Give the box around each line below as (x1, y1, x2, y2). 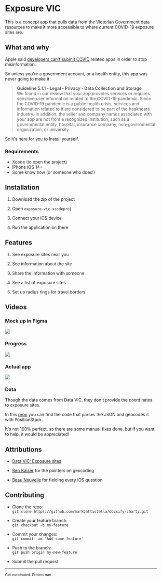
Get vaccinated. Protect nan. (5, 572, 53, 577)
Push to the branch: (12, 545, 52, 550)
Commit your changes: (12, 531, 57, 537)
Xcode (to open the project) (12, 159, 67, 165)
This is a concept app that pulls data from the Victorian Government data (5, 19, 150, 25)
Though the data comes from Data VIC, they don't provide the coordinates (5, 397, 153, 403)
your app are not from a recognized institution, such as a (16, 116, 130, 122)
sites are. (5, 29, 23, 35)
